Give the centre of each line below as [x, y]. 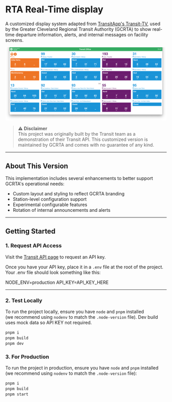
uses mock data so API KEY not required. [49, 323]
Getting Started [30, 231]
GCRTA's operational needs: [35, 184]
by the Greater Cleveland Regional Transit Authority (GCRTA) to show [78, 29]
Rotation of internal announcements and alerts [62, 210]
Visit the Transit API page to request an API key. [56, 257]
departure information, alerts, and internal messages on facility [82, 34]
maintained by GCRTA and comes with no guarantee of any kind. [86, 145]
